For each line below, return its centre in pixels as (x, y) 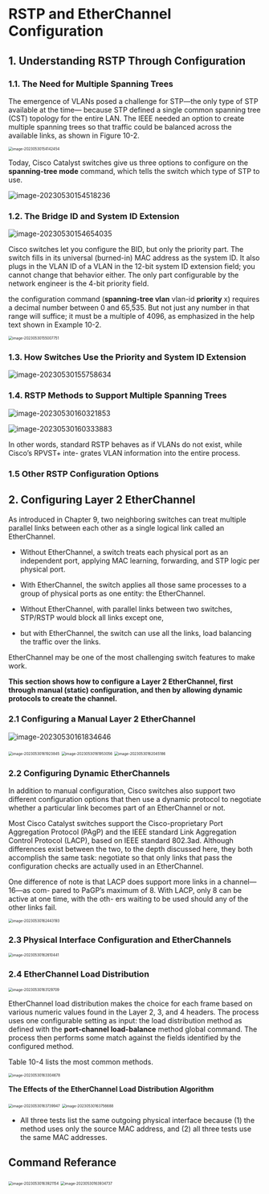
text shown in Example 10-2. (55, 325)
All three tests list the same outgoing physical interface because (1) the (137, 1120)
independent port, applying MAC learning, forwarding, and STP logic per (140, 560)
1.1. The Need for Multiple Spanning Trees (91, 84)
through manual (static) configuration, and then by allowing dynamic (126, 690)
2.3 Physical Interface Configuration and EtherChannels (120, 940)
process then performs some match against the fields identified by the (125, 1037)
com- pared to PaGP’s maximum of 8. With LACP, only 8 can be (137, 890)
